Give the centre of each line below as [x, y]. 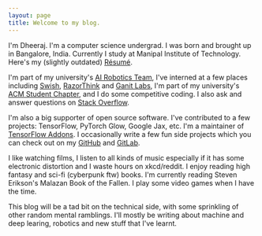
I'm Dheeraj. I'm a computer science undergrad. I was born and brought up [130, 45]
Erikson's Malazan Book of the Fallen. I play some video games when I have [131, 183]
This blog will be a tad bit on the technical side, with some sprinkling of [124, 206]
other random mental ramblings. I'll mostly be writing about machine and [126, 215]
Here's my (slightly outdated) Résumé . [70, 62]
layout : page [30, 15]
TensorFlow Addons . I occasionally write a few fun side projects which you [130, 134]
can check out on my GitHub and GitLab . [74, 142]
